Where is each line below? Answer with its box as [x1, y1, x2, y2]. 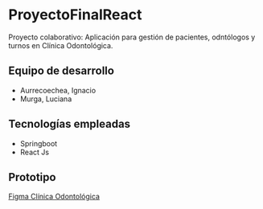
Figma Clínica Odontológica [8, 191, 101, 202]
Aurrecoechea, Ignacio [19, 85, 97, 95]
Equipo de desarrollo [8, 64, 115, 78]
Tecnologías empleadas [8, 117, 131, 131]
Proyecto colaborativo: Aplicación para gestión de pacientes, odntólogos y [8, 32, 256, 42]
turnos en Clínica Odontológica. [8, 40, 113, 50]
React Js [19, 147, 50, 157]
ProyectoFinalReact [8, 6, 142, 24]
